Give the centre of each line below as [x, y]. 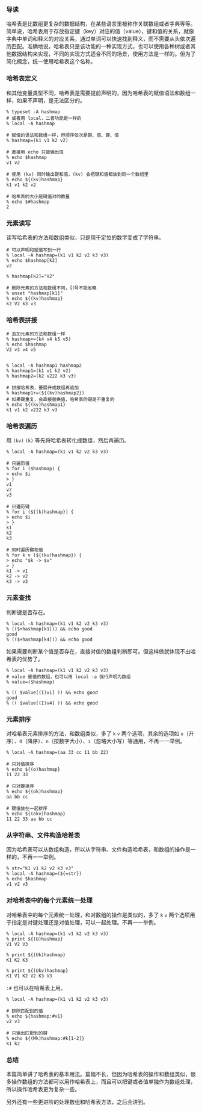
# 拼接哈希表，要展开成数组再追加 [43, 388]
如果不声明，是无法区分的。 [51, 100]
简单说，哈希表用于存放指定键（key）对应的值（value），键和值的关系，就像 [100, 31]
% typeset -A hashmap [33, 112]
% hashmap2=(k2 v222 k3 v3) [41, 376]
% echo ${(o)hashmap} [33, 770]
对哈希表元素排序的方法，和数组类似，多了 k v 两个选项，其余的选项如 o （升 [100, 733]
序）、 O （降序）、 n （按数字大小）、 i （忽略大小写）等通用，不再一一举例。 [96, 741]
